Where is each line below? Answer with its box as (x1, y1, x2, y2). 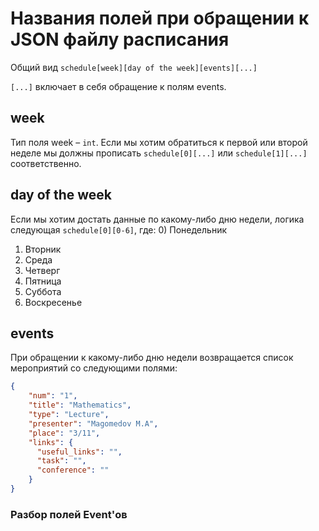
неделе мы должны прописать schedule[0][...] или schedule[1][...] (10, 147, 308, 159)
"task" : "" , (36, 456, 87, 466)
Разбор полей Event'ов (10, 507, 128, 521)
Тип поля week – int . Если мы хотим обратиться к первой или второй (10, 136, 308, 148)
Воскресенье (24, 296, 83, 308)
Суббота (24, 285, 62, 297)
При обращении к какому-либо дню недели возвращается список (10, 352, 294, 364)
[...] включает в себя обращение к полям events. (10, 80, 227, 92)
